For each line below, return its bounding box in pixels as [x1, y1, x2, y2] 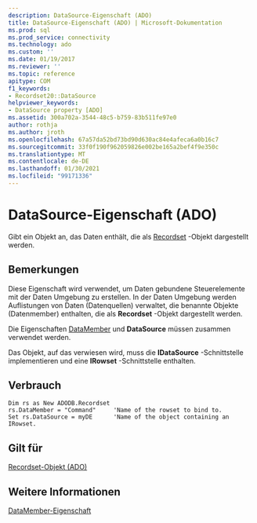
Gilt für [8, 441, 43, 455]
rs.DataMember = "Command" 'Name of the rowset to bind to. [8, 406, 223, 415]
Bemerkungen [8, 263, 80, 276]
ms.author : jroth [8, 128, 65, 136]
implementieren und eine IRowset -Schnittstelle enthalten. [8, 356, 196, 365]
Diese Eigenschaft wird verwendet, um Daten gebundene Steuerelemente [8, 283, 245, 293]
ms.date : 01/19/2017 [8, 56, 76, 64]
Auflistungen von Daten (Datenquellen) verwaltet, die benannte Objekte [8, 300, 239, 310]
